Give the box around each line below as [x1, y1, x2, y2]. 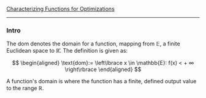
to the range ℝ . [6, 85, 44, 92]
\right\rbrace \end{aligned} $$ [64, 66, 142, 73]
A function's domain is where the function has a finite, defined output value [6, 78, 197, 85]
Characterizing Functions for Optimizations [6, 6, 115, 12]
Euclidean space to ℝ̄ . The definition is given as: [6, 47, 128, 55]
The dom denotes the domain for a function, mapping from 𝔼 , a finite [6, 40, 181, 48]
